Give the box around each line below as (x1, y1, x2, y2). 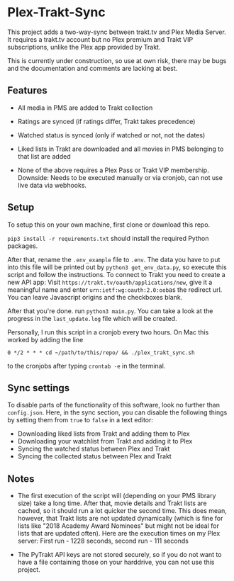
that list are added (17, 152, 71, 160)
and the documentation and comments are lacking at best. (7, 64, 178, 72)
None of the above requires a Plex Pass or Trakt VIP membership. (17, 166, 209, 174)
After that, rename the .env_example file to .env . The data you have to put (7, 255, 221, 264)
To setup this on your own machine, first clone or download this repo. (7, 220, 211, 229)
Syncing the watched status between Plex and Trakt (17, 444, 170, 453)
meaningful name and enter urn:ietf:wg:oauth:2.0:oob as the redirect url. (7, 285, 223, 294)
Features (7, 84, 48, 96)
